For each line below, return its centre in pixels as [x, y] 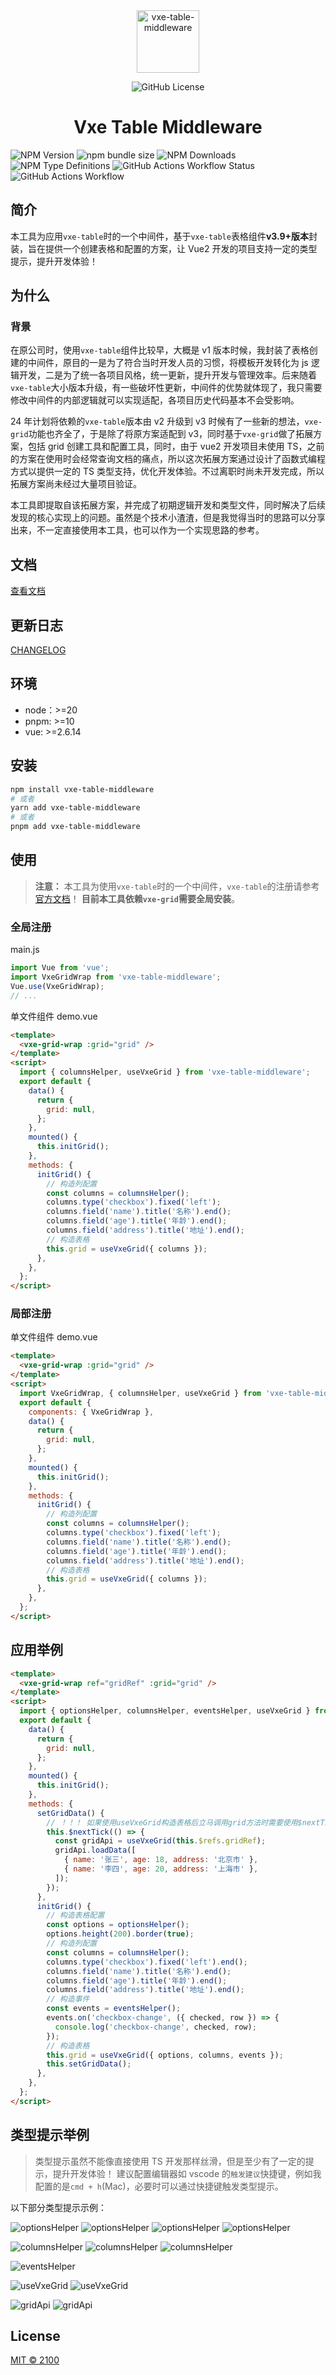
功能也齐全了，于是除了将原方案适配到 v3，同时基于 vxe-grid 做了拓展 [171, 434]
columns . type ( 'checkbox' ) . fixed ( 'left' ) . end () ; [147, 1962]
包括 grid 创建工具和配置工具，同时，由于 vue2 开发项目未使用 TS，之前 [176, 446]
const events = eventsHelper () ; [114, 2009]
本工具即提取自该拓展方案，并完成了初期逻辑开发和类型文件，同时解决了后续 [168, 505]
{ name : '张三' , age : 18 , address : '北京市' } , [161, 1860]
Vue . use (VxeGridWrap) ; [57, 986]
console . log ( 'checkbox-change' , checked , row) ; [155, 2027]
